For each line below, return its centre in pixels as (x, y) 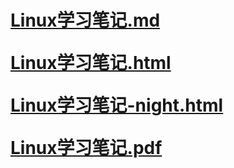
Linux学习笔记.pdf (86, 148)
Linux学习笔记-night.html (117, 105)
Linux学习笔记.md (85, 20)
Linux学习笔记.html (91, 63)
